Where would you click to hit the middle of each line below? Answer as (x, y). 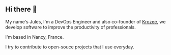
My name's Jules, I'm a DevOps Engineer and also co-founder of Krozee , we (85, 21)
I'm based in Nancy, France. (35, 37)
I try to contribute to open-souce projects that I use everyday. (70, 47)
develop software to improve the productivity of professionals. (70, 27)
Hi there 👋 (21, 9)
